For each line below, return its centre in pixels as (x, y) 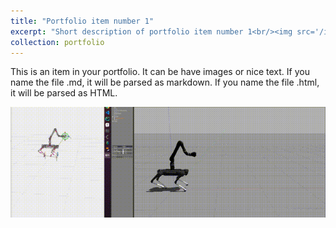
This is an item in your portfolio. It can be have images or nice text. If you (160, 72)
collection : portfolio (57, 42)
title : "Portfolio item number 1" (82, 21)
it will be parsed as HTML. (64, 93)
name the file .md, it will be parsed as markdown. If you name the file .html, (165, 82)
